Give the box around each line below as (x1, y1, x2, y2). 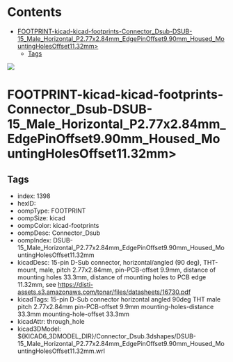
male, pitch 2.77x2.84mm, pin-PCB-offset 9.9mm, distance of (39, 265, 216, 274)
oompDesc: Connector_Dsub (17, 229, 101, 237)
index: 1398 (17, 192, 51, 200)
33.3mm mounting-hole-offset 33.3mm (17, 310, 130, 318)
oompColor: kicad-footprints (17, 221, 99, 229)
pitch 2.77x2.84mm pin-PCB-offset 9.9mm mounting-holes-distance (17, 302, 214, 311)
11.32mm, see (17, 280, 57, 288)
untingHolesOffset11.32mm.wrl (17, 347, 106, 355)
